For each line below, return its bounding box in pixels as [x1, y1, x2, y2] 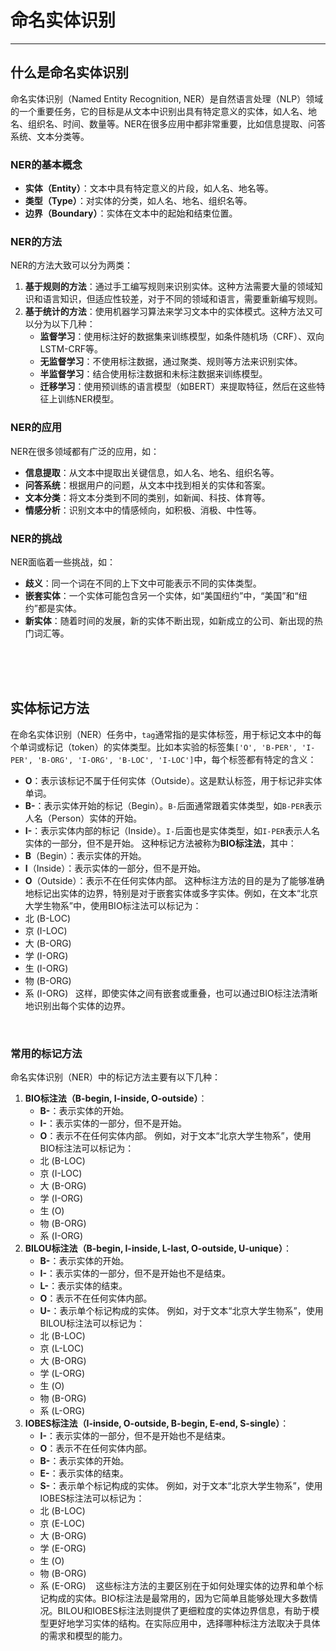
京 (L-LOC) [39, 1342, 85, 1355]
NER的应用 [10, 421, 63, 435]
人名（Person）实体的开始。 [24, 812, 143, 824]
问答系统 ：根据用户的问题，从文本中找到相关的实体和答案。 [24, 479, 271, 491]
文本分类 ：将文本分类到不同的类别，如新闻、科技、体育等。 [24, 491, 271, 503]
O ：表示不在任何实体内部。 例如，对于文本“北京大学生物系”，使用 [39, 1130, 312, 1142]
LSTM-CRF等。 [39, 343, 104, 355]
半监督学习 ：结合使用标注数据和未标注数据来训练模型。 [39, 368, 268, 380]
